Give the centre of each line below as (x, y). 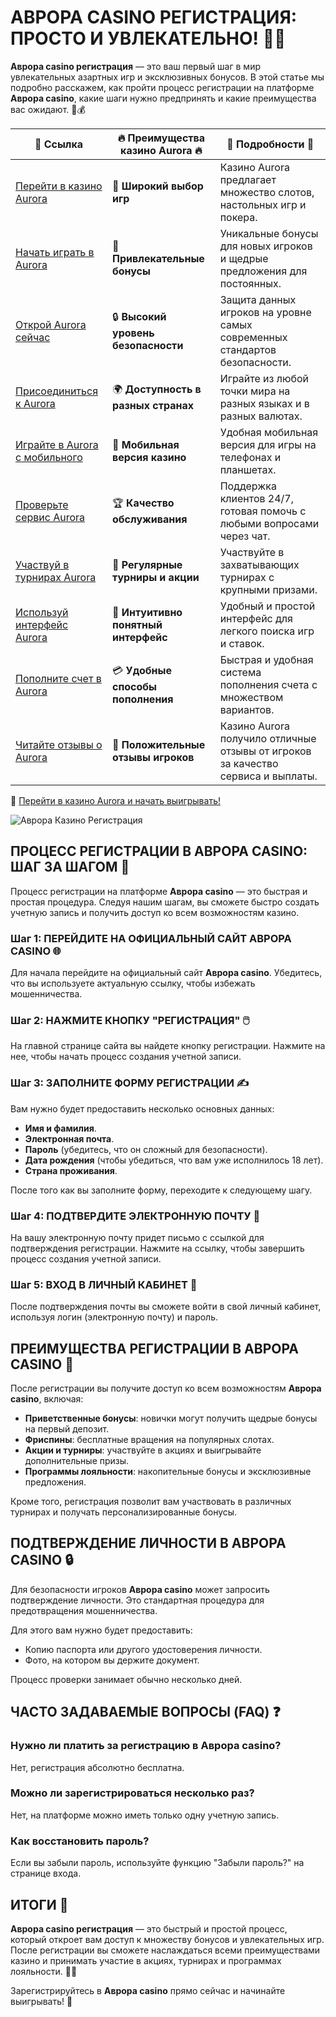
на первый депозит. (67, 1429)
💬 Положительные (159, 744)
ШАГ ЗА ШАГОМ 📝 (70, 867)
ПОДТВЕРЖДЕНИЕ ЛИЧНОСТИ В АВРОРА (148, 1543)
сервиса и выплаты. (268, 776)
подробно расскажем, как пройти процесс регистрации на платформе (162, 87)
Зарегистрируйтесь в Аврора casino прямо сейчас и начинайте (148, 1990)
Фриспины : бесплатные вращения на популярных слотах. (149, 1440)
